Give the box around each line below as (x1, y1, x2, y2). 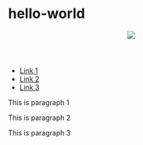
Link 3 (19, 82, 40, 92)
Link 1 (19, 66, 38, 75)
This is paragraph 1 (8, 97, 70, 107)
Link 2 (19, 74, 40, 83)
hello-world (8, 5, 86, 23)
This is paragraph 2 (8, 113, 71, 122)
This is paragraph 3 (8, 128, 71, 137)
